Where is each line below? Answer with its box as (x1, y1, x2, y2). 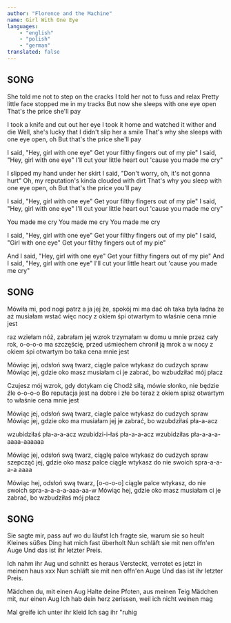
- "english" (19, 29, 54, 37)
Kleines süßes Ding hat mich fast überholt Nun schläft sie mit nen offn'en (7, 539, 215, 547)
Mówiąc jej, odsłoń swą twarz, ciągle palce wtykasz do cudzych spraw (7, 360, 209, 369)
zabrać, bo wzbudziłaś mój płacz (7, 493, 101, 502)
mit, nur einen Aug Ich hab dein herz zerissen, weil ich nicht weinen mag (7, 595, 213, 603)
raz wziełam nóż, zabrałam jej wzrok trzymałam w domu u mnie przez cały (7, 332, 219, 341)
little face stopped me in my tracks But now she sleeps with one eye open (7, 99, 217, 108)
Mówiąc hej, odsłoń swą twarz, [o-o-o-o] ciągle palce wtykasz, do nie (7, 478, 207, 487)
